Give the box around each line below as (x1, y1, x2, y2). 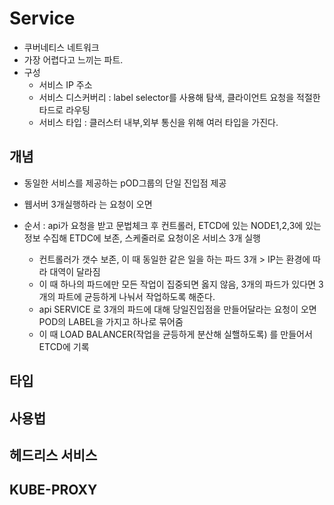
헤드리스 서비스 (9, 447, 98, 464)
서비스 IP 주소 (38, 78, 93, 91)
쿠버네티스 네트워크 (23, 41, 100, 53)
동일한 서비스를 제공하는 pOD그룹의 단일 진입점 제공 (23, 177, 227, 189)
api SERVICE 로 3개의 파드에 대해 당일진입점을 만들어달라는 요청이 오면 (38, 303, 317, 315)
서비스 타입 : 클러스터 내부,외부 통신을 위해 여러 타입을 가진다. (38, 116, 279, 128)
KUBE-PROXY (9, 482, 98, 499)
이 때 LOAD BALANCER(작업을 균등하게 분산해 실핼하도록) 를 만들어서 (38, 328, 313, 340)
